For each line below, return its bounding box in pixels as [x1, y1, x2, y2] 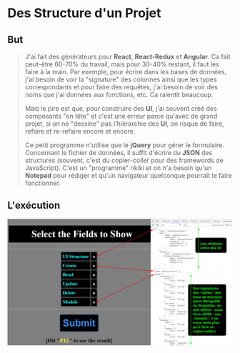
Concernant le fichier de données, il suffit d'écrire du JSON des [24, 149, 213, 156]
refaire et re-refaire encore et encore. [24, 127, 136, 135]
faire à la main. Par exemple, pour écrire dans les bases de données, [24, 68, 227, 76]
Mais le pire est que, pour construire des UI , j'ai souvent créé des [24, 104, 217, 112]
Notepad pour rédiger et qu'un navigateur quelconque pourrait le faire [24, 171, 232, 179]
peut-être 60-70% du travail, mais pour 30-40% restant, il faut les [24, 60, 219, 69]
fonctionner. [24, 179, 61, 187]
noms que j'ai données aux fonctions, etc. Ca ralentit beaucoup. [24, 91, 214, 99]
